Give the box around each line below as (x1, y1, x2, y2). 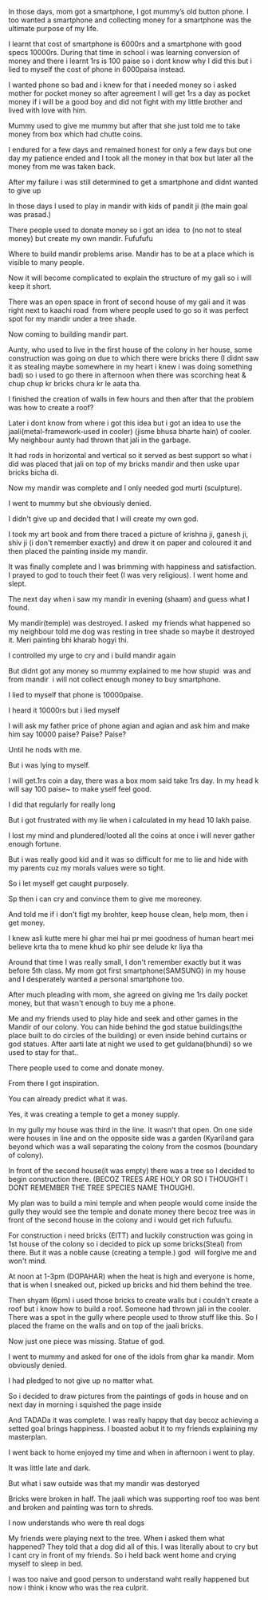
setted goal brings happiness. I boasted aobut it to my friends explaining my (8, 1424, 258, 1433)
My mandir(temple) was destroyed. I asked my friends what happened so (8, 618, 251, 627)
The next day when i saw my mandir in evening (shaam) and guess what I (8, 595, 250, 603)
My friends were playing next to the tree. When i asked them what (8, 1534, 225, 1543)
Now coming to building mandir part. (8, 330, 129, 338)
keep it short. (8, 282, 52, 290)
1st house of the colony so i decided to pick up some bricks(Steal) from (8, 1239, 242, 1248)
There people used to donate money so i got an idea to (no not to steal (8, 225, 242, 235)
